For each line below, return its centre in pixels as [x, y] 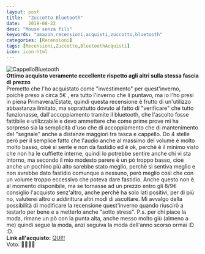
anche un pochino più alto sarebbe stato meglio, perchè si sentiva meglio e [101, 166]
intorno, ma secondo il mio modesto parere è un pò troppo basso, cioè [95, 160]
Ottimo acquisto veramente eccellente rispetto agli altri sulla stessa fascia [102, 75]
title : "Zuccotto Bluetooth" [45, 18]
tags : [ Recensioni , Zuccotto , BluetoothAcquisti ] [68, 46]
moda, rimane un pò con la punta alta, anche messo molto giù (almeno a [97, 218]
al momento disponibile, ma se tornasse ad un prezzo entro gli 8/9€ [92, 186]
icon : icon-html [27, 52]
